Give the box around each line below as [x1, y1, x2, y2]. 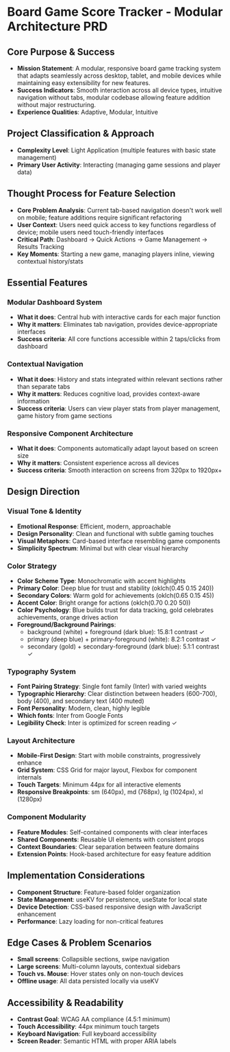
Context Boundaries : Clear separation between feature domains [16, 842, 200, 851]
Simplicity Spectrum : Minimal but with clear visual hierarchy [16, 543, 188, 552]
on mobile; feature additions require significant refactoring [16, 213, 182, 222]
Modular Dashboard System [7, 297, 103, 307]
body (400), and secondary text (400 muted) [16, 697, 144, 705]
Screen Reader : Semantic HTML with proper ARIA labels [16, 1037, 177, 1045]
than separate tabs [16, 382, 71, 390]
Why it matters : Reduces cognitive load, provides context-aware [16, 389, 201, 398]
